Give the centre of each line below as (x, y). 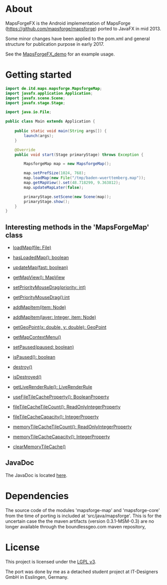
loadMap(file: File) (32, 248)
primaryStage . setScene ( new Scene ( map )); (68, 197)
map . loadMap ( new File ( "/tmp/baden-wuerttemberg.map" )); (85, 178)
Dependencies (37, 496)
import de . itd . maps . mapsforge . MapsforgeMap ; (54, 88)
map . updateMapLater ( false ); (54, 187)
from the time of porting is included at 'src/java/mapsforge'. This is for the (83, 516)
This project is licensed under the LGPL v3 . (51, 561)
